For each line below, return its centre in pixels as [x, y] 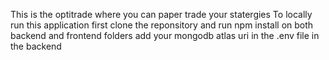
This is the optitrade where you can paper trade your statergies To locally [161, 14]
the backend [36, 46]
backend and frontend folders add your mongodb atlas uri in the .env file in [165, 35]
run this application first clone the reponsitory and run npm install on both [162, 25]
